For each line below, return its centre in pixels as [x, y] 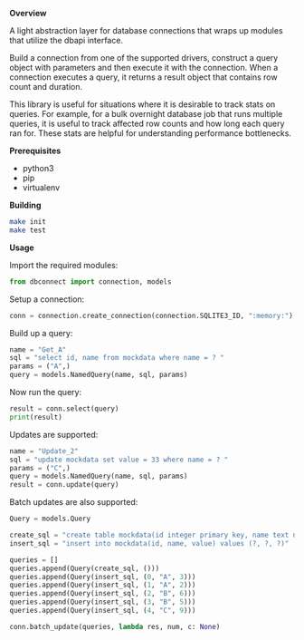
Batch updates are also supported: [74, 502]
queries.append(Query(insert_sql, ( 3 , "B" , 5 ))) [103, 602]
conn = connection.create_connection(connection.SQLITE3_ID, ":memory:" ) [152, 315]
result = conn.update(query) [64, 485]
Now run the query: [46, 392]
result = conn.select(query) [64, 409]
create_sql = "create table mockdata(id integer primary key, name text [149, 535]
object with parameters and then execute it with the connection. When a [144, 68]
